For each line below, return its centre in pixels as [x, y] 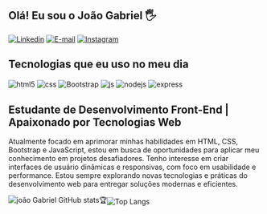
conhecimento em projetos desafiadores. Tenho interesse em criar [119, 159]
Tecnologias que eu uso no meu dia [99, 65]
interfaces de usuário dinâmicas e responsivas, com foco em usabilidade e [132, 167]
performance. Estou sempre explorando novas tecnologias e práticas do [128, 176]
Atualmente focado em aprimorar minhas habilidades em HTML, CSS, [123, 142]
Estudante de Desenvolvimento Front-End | [119, 109]
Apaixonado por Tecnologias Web [95, 122]
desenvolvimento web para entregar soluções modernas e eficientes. [123, 184]
